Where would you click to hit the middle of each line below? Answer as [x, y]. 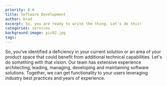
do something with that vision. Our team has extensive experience [73, 62]
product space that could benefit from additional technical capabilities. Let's [84, 57]
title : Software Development [35, 14]
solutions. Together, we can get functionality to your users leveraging [77, 73]
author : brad [19, 19]
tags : [11, 38]
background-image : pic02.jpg [35, 33]
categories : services [28, 28]
